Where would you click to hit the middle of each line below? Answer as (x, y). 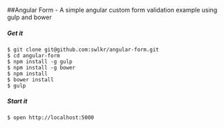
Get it (15, 33)
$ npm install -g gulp (40, 61)
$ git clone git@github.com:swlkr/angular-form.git (83, 50)
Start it (17, 101)
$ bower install (30, 79)
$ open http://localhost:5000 (51, 117)
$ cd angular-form (34, 55)
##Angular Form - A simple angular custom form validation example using (112, 10)
